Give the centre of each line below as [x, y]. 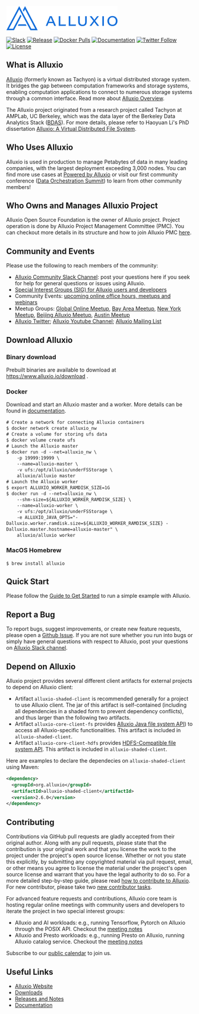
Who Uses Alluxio [40, 148]
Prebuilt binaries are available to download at [61, 370]
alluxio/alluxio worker [46, 536]
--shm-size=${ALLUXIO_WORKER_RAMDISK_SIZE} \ [74, 500]
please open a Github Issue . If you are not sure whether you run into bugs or [99, 635]
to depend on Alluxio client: [40, 687]
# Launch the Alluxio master [42, 446]
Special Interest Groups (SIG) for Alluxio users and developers [91, 290]
